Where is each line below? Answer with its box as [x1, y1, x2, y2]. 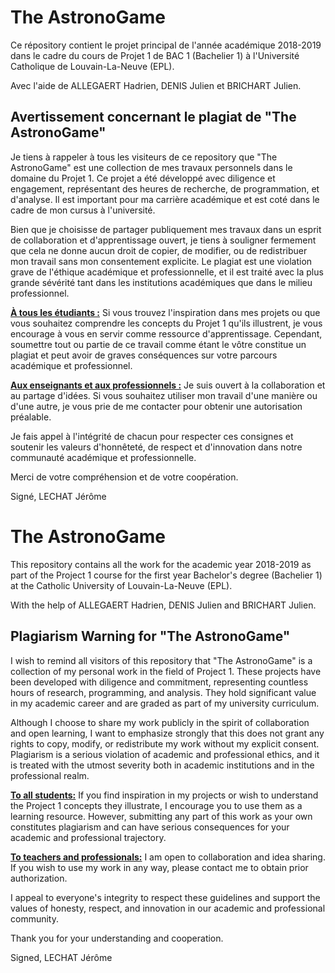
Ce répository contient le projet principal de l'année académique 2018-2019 [10, 39, 322, 51]
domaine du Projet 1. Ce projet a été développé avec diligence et [10, 172, 276, 184]
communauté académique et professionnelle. [10, 451, 197, 463]
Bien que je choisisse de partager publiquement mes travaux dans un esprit [10, 223, 322, 235]
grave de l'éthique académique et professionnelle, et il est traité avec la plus [10, 266, 324, 278]
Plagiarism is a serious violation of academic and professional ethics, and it [10, 748, 320, 760]
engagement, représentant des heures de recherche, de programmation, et [10, 182, 320, 195]
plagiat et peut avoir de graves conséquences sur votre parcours [10, 349, 278, 361]
